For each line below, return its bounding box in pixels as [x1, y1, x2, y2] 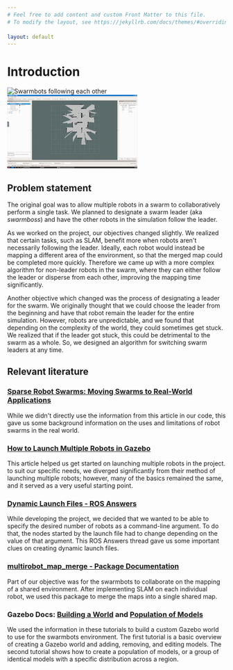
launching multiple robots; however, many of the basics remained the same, [7, 474, 223, 482]
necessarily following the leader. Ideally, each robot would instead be [7, 244, 205, 252]
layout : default [7, 33, 54, 40]
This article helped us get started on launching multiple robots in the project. [7, 459, 226, 468]
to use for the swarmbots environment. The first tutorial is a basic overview [7, 632, 222, 641]
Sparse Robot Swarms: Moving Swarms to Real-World [7, 387, 193, 397]
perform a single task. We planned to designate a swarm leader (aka [7, 208, 202, 216]
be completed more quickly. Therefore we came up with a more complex [7, 258, 215, 266]
